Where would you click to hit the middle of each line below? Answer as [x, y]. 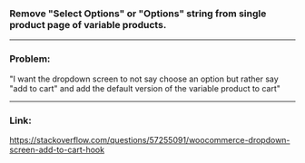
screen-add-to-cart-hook [57, 149]
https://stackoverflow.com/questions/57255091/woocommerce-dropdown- [150, 139]
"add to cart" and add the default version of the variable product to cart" [145, 88]
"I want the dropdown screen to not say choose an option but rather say [144, 79]
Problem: [30, 59]
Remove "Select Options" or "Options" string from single [138, 14]
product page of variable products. [88, 24]
